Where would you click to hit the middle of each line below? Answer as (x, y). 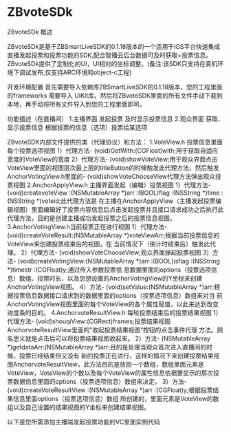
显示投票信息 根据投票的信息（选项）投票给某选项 (77, 127)
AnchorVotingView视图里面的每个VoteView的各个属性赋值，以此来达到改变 (113, 304)
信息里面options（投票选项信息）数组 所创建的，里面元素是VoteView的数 (116, 398)
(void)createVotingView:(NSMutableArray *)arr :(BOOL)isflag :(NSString (119, 261)
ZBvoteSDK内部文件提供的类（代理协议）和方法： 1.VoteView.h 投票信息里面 (115, 142)
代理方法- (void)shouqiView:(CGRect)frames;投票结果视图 (89, 321)
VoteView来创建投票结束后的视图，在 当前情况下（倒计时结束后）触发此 (109, 244)
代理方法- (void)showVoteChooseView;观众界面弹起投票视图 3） (122, 252)
